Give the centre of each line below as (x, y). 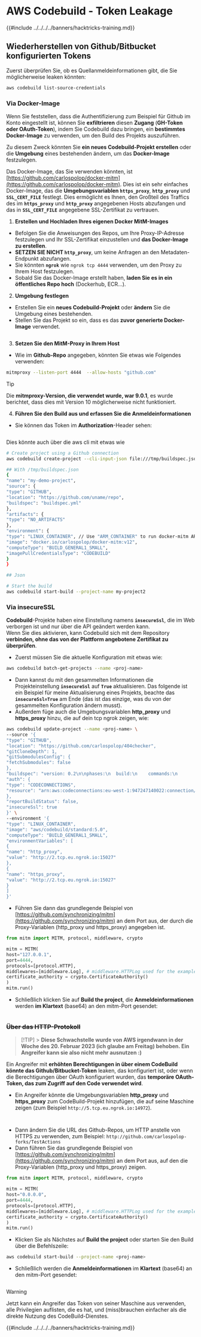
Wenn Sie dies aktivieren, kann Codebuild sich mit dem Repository (88, 633)
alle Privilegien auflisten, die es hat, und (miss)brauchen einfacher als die (96, 1310)
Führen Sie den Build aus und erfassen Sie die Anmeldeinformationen (103, 413)
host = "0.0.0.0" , (26, 1195)
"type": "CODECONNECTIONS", (41, 785)
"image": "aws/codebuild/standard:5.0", (57, 829)
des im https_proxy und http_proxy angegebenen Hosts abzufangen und (96, 203)
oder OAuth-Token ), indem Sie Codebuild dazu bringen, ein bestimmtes (96, 129)
